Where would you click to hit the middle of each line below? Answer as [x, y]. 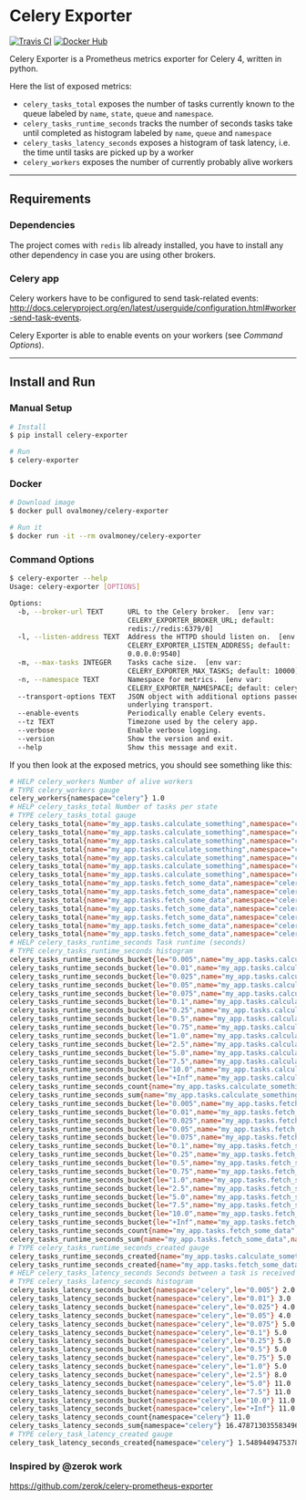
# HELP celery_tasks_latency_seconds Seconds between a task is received [153, 1273]
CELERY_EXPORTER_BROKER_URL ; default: [201, 620]
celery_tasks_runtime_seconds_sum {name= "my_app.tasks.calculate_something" [156, 1095]
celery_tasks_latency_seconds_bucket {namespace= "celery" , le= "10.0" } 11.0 [153, 1401]
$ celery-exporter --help [58, 579]
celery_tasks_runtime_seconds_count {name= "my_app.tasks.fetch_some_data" [153, 1231]
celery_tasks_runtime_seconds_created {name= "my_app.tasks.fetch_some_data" [156, 1265]
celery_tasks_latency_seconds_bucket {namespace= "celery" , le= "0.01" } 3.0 [150, 1299]
